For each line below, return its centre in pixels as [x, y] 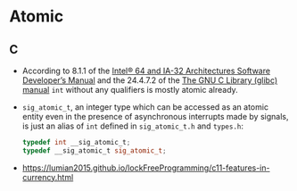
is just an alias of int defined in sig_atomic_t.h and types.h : [132, 126]
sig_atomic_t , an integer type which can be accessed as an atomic [145, 107]
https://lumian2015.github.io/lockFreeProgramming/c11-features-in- [146, 168]
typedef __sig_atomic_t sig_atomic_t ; [94, 150]
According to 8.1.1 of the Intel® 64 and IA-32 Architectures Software [146, 71]
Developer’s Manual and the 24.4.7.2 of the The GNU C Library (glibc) [150, 80]
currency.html [48, 177]
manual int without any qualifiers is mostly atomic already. [130, 90]
